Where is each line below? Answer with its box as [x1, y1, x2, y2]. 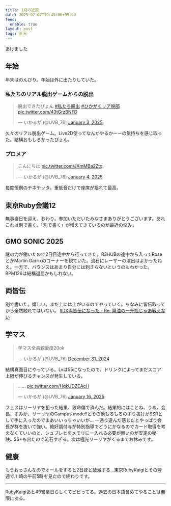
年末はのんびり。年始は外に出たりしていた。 [5, 76, 99, 83]
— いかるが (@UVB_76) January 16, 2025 [17, 393, 105, 400]
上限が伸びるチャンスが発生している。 [5, 372, 85, 379]
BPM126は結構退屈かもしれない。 [5, 271, 76, 277]
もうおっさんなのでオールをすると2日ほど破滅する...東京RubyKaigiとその [5, 467, 158, 473]
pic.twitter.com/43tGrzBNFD [17, 109, 78, 115]
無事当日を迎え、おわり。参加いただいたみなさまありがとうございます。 [5, 216, 157, 222]
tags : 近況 [5, 31, 27, 36]
